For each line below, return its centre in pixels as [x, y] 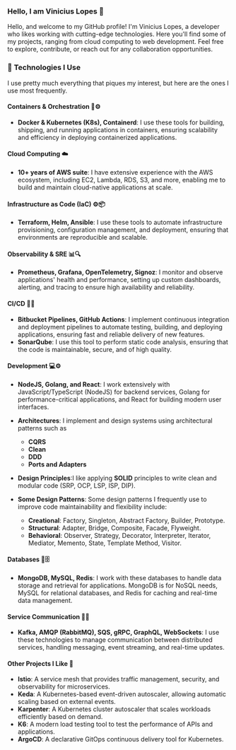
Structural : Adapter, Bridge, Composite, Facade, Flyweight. [114, 528]
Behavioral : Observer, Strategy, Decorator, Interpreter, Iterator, [119, 535]
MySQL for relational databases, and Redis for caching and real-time [117, 593]
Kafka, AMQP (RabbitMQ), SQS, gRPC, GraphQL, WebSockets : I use [118, 633]
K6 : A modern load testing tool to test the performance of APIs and [115, 725]
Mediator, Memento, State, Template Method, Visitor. [105, 543]
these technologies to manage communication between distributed [115, 640]
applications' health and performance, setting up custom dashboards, [119, 280]
